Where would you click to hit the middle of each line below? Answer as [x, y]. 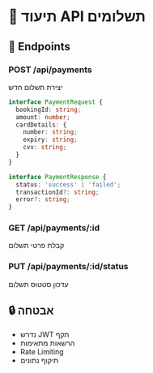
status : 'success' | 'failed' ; [68, 184]
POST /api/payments [50, 70]
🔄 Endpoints [40, 47]
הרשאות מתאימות [47, 343]
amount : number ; [43, 117]
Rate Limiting [42, 351]
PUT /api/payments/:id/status [68, 267]
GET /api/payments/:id [54, 228]
